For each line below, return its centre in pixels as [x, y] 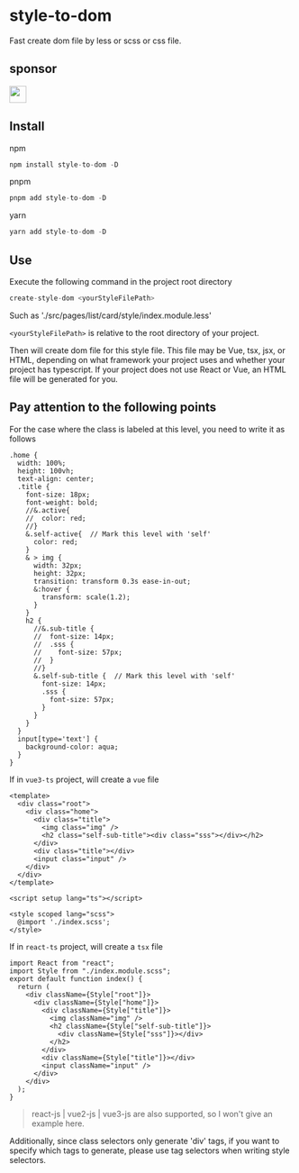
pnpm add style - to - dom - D [58, 198]
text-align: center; [56, 478]
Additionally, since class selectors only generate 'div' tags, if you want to [145, 1141]
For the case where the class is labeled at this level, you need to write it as [147, 429]
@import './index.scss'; [64, 922]
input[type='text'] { [58, 739]
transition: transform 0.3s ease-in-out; [112, 581]
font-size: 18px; [58, 495]
